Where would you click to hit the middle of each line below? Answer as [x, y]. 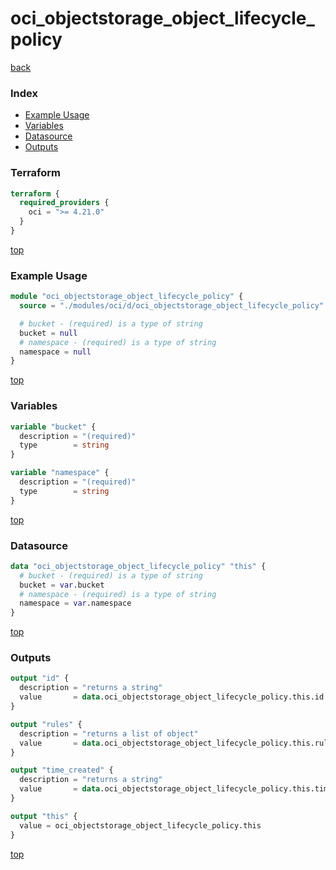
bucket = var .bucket [62, 585]
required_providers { [64, 203]
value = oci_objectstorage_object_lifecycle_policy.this [140, 825]
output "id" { [40, 678]
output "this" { [44, 816]
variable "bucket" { [53, 427]
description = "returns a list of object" [109, 733]
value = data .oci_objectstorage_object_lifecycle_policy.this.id [172, 697]
